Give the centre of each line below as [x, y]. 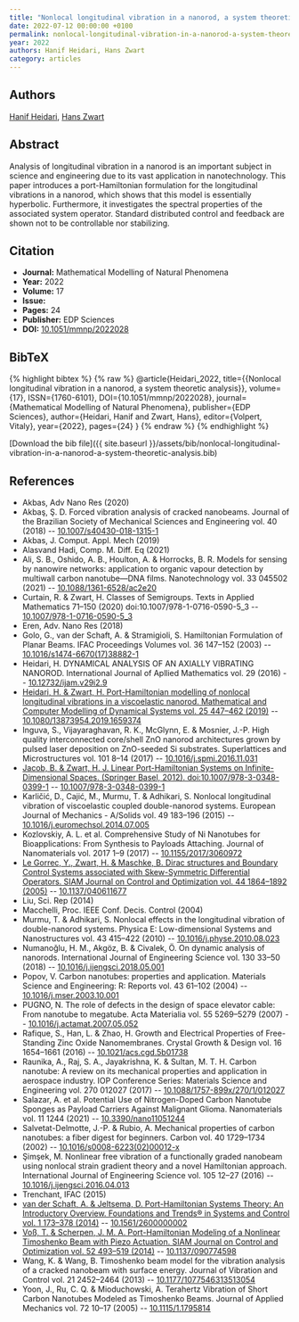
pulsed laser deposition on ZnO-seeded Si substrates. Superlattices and [154, 749]
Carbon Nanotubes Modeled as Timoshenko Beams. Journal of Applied [153, 1299]
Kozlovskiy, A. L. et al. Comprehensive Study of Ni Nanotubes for [141, 834]
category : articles [45, 59]
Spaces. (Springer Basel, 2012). [128, 778]
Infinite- [259, 768]
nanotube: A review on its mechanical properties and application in [144, 1071]
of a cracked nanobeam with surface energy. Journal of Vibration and [150, 1270]
